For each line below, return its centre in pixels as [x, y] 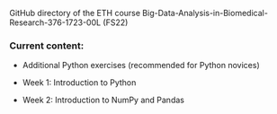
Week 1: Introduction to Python [79, 83]
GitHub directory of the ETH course [75, 13]
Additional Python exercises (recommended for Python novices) [141, 66]
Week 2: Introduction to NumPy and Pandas [103, 100]
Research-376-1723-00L [55, 22]
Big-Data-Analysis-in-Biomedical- [205, 13]
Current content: [47, 46]
